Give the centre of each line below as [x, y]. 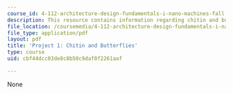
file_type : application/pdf [48, 33]
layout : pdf [24, 39]
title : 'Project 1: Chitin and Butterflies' [72, 46]
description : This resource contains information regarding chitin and [113, 20]
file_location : [29, 26]
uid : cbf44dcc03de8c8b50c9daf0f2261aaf [65, 59]
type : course [26, 53]
